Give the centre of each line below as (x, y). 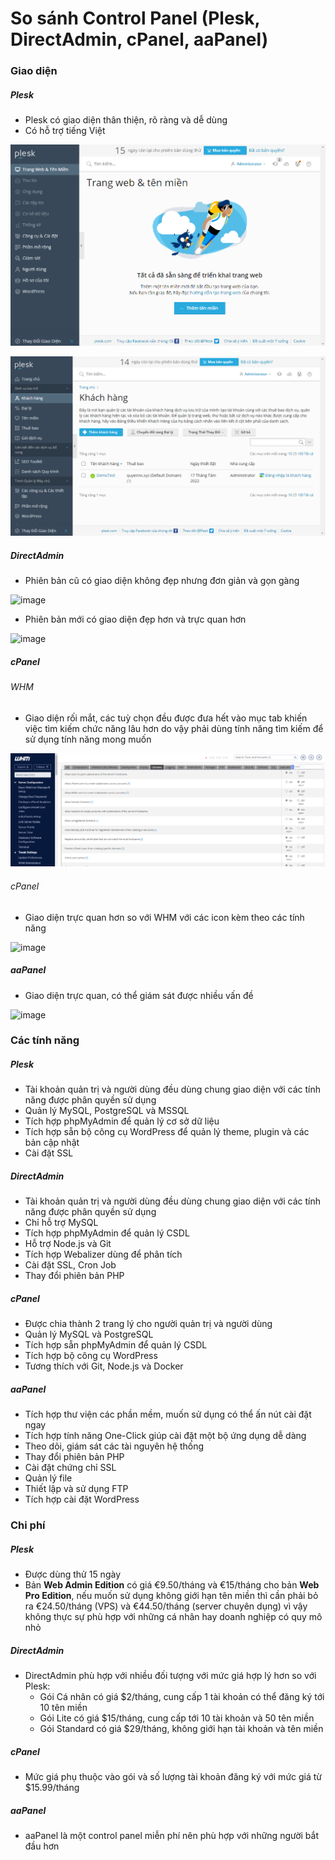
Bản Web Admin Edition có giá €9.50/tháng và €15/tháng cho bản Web (172, 1585)
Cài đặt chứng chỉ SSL (70, 1468)
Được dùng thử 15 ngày (73, 1574)
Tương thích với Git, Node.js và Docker (104, 1366)
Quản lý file (48, 1478)
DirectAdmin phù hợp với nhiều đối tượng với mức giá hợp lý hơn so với (170, 1676)
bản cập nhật (52, 1143)
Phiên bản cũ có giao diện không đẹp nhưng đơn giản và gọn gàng (162, 581)
